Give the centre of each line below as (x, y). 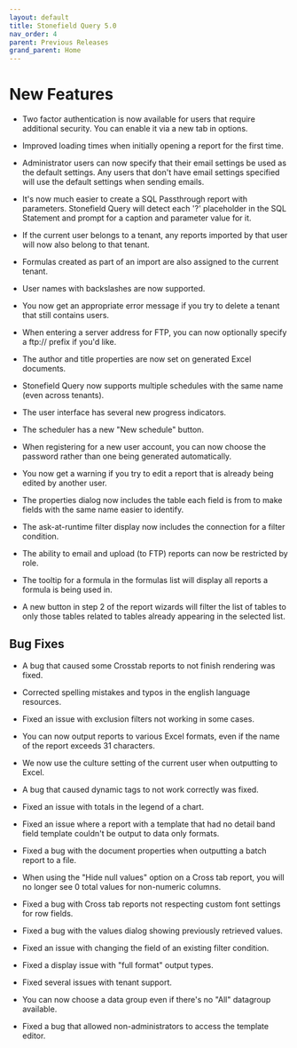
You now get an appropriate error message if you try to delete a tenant (151, 306)
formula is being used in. (67, 590)
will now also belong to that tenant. (86, 244)
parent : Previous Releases (59, 42)
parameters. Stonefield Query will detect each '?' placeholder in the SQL (154, 209)
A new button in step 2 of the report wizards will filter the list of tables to (154, 607)
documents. (44, 369)
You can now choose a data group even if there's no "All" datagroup (146, 999)
